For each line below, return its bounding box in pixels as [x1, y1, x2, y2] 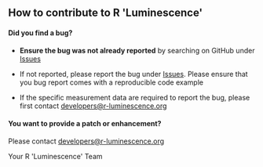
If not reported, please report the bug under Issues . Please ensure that [19, 69, 249, 78]
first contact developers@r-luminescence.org [19, 101, 167, 111]
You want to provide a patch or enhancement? [8, 119, 162, 129]
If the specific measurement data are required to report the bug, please [19, 93, 250, 102]
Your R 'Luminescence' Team [8, 151, 104, 161]
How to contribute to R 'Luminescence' [8, 6, 203, 20]
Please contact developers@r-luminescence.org [8, 136, 165, 146]
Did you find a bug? [8, 27, 73, 38]
